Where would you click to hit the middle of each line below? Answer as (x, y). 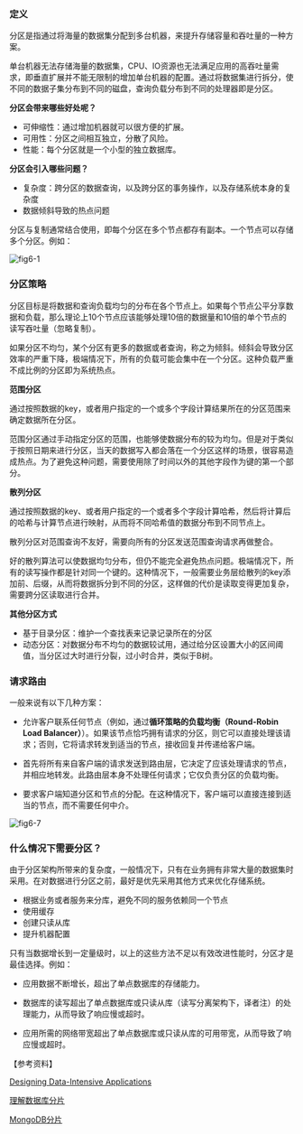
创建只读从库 (46, 923)
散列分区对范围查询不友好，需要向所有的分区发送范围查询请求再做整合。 (143, 541)
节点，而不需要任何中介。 (86, 804)
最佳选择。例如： (41, 964)
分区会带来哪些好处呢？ (53, 108)
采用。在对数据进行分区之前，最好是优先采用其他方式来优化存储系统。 (140, 881)
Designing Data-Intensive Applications (80, 1082)
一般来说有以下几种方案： (57, 702)
